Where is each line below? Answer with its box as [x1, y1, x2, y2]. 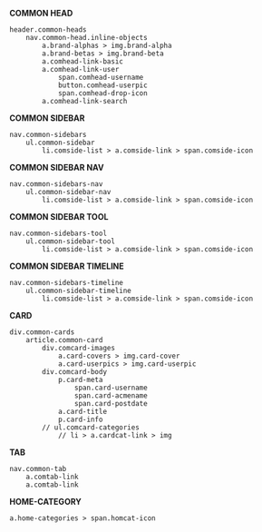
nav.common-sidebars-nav [9, 180, 103, 189]
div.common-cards [9, 328, 75, 337]
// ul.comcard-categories [42, 423, 141, 432]
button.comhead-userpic [57, 81, 148, 90]
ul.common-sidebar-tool [25, 237, 116, 246]
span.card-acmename [73, 391, 148, 400]
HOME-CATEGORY [9, 497, 82, 507]
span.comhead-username [57, 73, 144, 82]
